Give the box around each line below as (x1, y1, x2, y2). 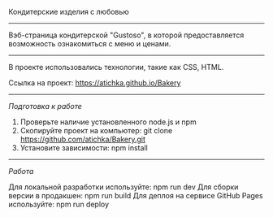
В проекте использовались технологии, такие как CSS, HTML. (8, 63, 224, 72)
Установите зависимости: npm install (19, 143, 148, 153)
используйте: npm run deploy (8, 199, 110, 209)
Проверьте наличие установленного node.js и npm (19, 117, 197, 127)
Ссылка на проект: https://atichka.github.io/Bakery (8, 78, 181, 88)
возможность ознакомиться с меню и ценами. (8, 39, 171, 48)
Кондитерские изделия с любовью (8, 7, 130, 16)
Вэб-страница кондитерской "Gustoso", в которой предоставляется (8, 30, 245, 40)
